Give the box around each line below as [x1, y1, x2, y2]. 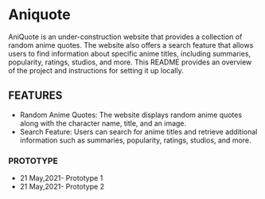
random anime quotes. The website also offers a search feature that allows [8, 40, 254, 49]
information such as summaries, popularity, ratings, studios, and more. [19, 135, 252, 145]
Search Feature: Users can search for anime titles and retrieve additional [19, 127, 258, 136]
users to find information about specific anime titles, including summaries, [8, 49, 251, 58]
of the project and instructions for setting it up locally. [8, 65, 185, 75]
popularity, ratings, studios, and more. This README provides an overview [8, 57, 252, 67]
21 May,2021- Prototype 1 [19, 174, 103, 183]
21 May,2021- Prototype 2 [19, 181, 105, 192]
